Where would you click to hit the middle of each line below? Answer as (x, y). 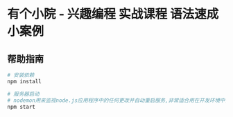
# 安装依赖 (21, 75)
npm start (21, 107)
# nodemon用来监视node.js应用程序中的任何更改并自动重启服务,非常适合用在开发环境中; (118, 100)
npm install (24, 81)
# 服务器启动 (23, 94)
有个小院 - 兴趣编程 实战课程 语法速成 (113, 14)
